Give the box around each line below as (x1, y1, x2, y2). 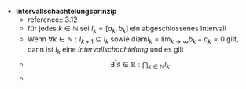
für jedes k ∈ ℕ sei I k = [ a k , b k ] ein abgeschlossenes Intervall (27, 23, 226, 34)
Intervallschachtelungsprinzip (15, 7, 117, 16)
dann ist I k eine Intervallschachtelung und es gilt (27, 44, 185, 55)
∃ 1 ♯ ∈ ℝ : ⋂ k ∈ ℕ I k (109, 59, 171, 71)
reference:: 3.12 (27, 15, 78, 24)
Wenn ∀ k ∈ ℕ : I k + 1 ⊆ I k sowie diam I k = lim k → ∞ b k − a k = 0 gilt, (27, 34, 239, 45)
